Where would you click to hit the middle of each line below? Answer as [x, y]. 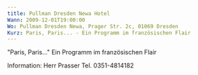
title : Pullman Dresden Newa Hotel [59, 13]
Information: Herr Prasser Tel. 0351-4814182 [71, 65]
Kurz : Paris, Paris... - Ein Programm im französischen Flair [99, 33]
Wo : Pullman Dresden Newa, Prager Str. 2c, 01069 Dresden [93, 26]
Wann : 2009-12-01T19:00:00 [46, 20]
